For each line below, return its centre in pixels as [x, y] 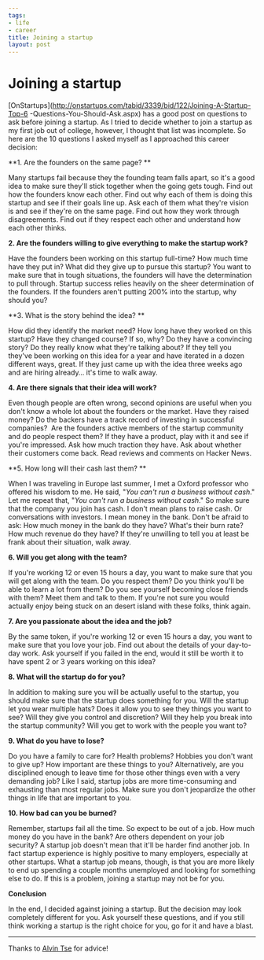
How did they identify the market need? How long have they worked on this [130, 330]
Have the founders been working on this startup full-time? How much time [128, 258]
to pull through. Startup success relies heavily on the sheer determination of [131, 283]
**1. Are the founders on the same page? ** [80, 163]
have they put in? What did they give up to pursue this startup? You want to [130, 267]
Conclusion [27, 894]
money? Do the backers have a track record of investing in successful [121, 420]
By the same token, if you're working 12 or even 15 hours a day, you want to [130, 637]
